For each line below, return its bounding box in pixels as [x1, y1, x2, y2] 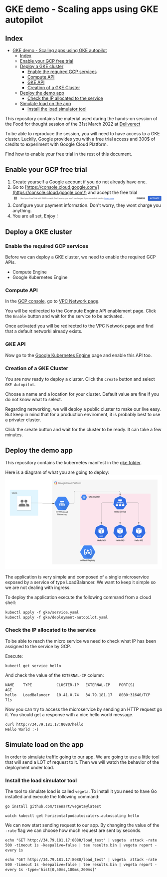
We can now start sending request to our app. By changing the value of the [5, 822, 160, 828]
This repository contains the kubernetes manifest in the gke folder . [5, 459, 142, 465]
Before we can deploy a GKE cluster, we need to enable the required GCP [5, 254, 156, 260]
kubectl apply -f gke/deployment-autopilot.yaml [5, 615, 108, 620]
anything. [12, 208, 32, 214]
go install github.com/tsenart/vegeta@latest [5, 804, 101, 809]
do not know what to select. [5, 396, 62, 402]
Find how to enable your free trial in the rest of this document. [5, 151, 133, 157]
